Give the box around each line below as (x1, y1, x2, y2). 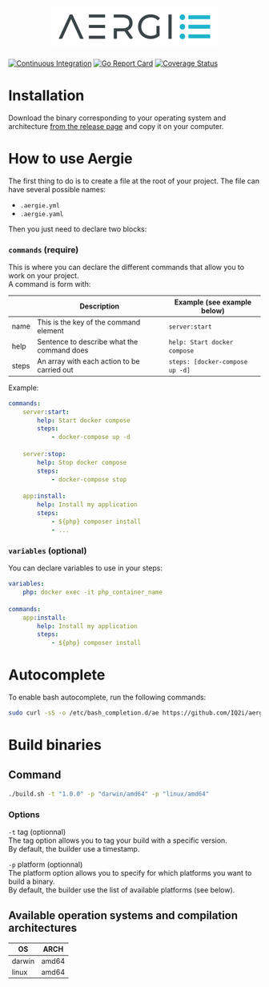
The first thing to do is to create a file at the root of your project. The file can (8, 175, 260, 186)
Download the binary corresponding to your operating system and (8, 113, 227, 123)
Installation (8, 87, 85, 105)
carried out (37, 365, 74, 375)
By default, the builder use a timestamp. (8, 844, 140, 854)
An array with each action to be (37, 357, 140, 366)
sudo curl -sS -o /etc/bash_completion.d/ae (8, 709, 159, 717)
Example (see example (174, 297, 252, 307)
